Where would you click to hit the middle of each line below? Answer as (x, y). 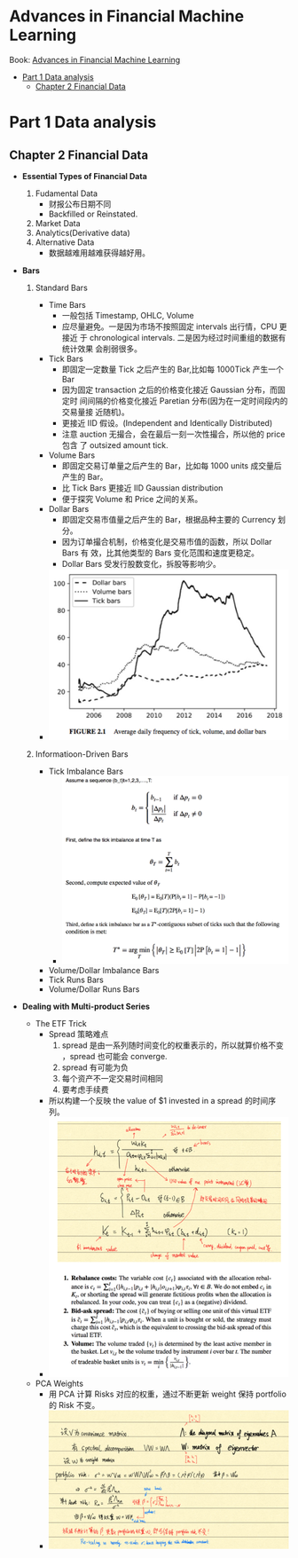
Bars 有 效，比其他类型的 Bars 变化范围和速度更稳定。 (161, 553)
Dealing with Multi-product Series (86, 1006)
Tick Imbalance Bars (86, 771)
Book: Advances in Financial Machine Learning (95, 59)
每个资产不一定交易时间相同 (113, 1078)
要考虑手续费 (85, 1090)
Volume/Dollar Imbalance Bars (104, 970)
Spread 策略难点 (78, 1034)
